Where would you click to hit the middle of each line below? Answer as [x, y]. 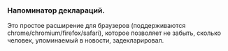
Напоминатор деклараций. [56, 10]
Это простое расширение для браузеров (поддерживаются [97, 26]
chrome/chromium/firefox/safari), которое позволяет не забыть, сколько [114, 33]
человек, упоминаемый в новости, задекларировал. [86, 41]
